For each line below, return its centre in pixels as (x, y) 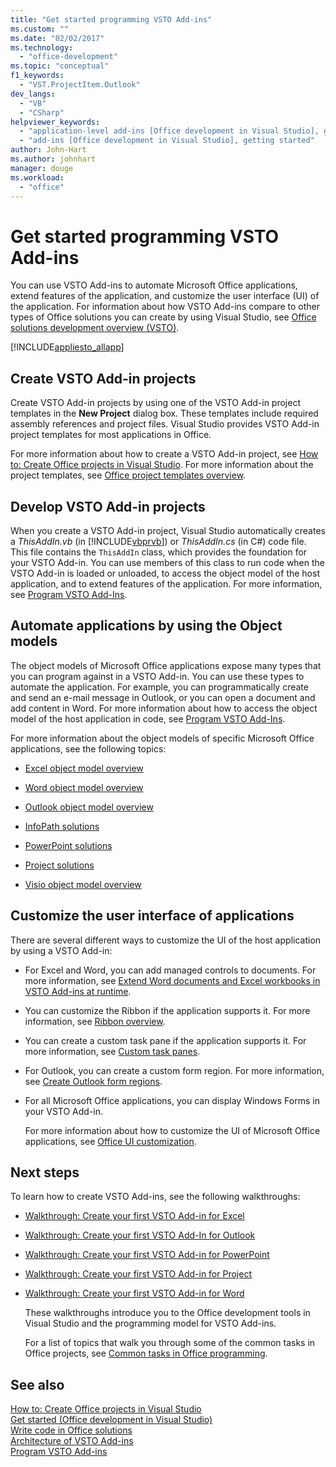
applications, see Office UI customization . (110, 1141)
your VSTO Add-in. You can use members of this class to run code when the (168, 562)
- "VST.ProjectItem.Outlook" (80, 85)
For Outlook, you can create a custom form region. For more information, (174, 1070)
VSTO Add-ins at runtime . (78, 991)
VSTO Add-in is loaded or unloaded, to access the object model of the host (165, 573)
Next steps (45, 1172)
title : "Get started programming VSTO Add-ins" (111, 19)
